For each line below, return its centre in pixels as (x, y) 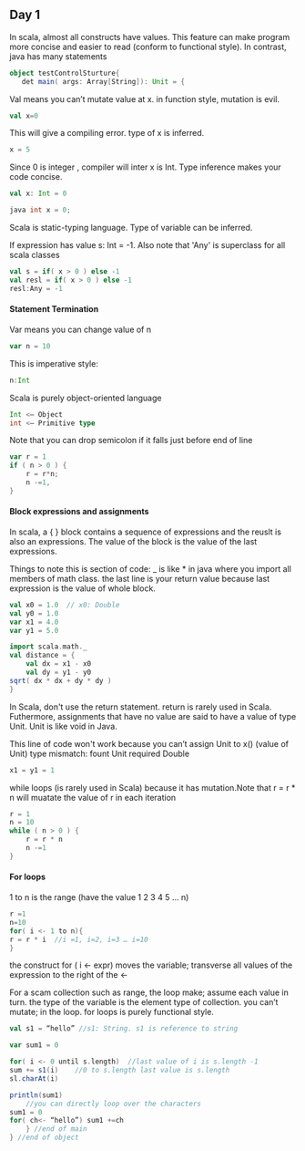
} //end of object (44, 1138)
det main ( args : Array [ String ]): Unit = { (103, 81)
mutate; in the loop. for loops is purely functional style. (112, 1012)
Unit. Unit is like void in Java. (64, 726)
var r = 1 (28, 457)
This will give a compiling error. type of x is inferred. (107, 133)
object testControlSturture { (65, 73)
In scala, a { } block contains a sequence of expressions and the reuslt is (146, 532)
